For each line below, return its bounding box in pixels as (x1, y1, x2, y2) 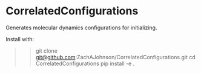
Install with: (5, 35, 35, 42)
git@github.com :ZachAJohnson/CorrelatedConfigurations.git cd (35, 53, 196, 60)
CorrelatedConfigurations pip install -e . (35, 60, 135, 67)
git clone (35, 47, 58, 54)
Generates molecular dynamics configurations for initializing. (5, 24, 157, 31)
